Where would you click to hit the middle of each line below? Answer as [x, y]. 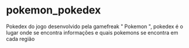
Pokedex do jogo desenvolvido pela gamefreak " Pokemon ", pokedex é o [94, 26]
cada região [20, 39]
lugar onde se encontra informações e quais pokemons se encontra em [92, 32]
